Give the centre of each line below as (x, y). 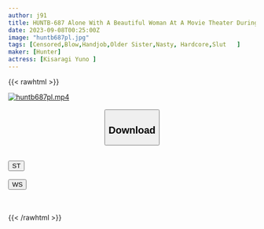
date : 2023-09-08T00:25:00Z (54, 30)
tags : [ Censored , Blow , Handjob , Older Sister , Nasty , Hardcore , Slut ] (125, 45)
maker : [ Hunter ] (35, 52)
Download (132, 130)
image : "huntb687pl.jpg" (49, 37)
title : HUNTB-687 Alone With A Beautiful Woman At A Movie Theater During (133, 23)
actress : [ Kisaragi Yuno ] (52, 60)
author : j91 (27, 15)
